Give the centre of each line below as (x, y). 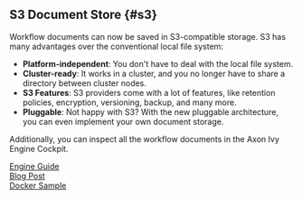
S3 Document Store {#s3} (84, 15)
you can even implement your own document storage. (123, 121)
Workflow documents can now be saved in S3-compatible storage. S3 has (148, 36)
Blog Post (27, 176)
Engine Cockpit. (39, 148)
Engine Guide (34, 166)
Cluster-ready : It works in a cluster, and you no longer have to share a (154, 73)
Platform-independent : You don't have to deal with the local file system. (158, 63)
